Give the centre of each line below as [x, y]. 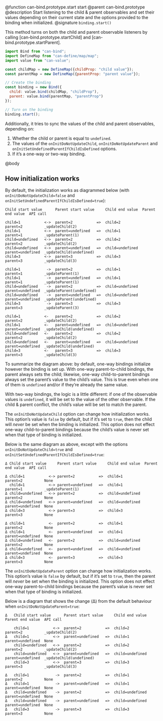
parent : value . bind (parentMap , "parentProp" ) [56, 96]
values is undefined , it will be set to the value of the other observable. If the [80, 400]
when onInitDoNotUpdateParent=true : [42, 606]
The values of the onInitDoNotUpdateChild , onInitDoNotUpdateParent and [85, 143]
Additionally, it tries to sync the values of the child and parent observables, [80, 124]
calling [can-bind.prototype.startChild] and [48, 37]
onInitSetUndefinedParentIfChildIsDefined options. [64, 148]
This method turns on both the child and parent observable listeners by [76, 32]
